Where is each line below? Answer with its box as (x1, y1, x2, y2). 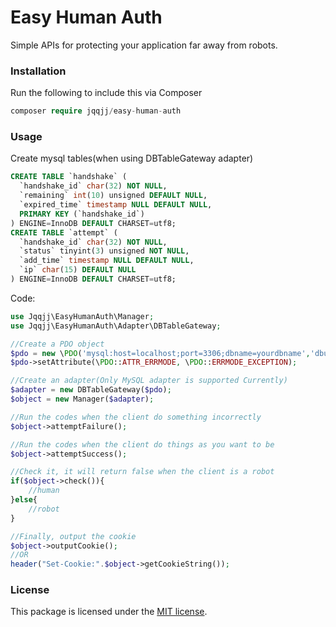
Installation (10, 64, 67, 78)
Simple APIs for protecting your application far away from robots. (10, 39, 278, 51)
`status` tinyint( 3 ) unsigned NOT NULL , (19, 246, 190, 256)
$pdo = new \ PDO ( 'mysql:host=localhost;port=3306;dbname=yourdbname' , (10, 348, 311, 358)
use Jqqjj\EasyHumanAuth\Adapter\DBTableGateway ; (10, 321, 222, 331)
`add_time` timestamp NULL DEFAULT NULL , (19, 256, 195, 266)
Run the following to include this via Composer (10, 87, 203, 99)
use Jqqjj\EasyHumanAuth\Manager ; (10, 311, 155, 321)
